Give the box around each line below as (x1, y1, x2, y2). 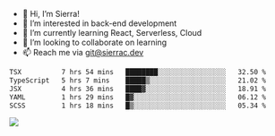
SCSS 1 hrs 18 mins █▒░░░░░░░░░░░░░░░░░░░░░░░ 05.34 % (9, 101, 267, 110)
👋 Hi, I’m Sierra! (21, 9, 81, 19)
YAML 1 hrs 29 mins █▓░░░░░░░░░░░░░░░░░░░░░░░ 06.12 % (9, 92, 267, 102)
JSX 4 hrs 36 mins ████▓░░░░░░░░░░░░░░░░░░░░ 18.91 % (9, 84, 267, 93)
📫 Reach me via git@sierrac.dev (21, 47, 144, 57)
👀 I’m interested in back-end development (21, 18, 177, 29)
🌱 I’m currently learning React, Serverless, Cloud (21, 28, 202, 38)
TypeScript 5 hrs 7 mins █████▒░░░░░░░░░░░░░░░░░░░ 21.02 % (9, 76, 267, 85)
